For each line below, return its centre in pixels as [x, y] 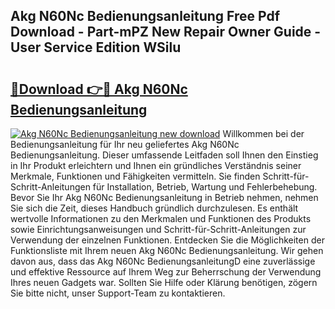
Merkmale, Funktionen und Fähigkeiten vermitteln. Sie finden [135, 176]
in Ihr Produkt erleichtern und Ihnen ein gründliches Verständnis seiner [156, 165]
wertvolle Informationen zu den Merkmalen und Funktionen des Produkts [161, 218]
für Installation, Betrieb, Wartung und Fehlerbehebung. [205, 187]
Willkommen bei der [263, 133]
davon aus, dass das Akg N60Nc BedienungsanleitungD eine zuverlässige [163, 261]
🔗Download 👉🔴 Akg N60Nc [99, 89]
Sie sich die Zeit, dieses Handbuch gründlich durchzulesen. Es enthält [154, 208]
